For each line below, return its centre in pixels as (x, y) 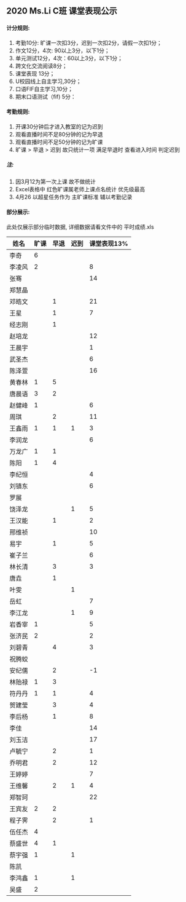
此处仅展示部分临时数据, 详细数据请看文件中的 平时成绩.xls (80, 227)
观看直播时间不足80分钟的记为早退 (59, 134)
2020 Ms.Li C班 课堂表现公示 (62, 11)
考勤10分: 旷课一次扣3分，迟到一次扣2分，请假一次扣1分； (89, 42)
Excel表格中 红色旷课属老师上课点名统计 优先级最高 (80, 189)
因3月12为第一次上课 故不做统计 (56, 181)
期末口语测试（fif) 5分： (45, 97)
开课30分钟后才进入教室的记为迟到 (59, 126)
